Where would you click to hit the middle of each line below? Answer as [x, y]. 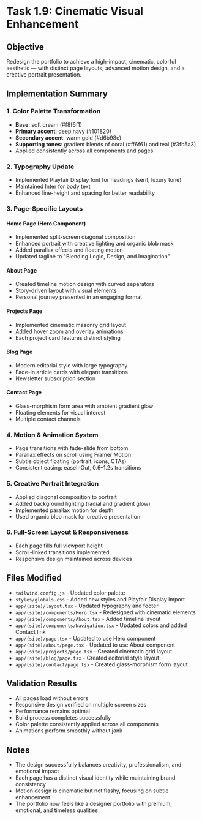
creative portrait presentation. [44, 74]
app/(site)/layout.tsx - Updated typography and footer [87, 606]
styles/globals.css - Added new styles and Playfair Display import [100, 599]
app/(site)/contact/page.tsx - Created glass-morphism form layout [101, 664]
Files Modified [34, 578]
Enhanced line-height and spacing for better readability [85, 193]
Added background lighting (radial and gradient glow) [83, 503]
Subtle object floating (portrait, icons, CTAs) [71, 461]
